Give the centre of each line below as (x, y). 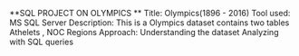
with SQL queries (42, 42)
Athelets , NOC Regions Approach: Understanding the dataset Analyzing (144, 32)
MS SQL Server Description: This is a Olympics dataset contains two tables (149, 23)
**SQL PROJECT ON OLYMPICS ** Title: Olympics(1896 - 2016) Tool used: (150, 13)
